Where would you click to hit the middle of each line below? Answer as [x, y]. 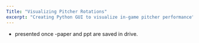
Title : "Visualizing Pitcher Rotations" [57, 11]
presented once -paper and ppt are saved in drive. [76, 34]
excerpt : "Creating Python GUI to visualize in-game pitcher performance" [100, 17]
